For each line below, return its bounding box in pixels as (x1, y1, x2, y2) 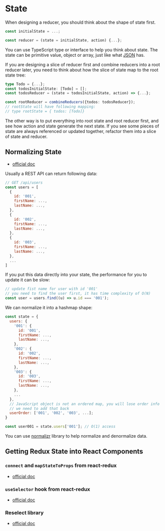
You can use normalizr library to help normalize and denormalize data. (5, 433, 148, 439)
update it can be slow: (5, 277, 50, 283)
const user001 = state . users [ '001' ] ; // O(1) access (5, 424, 116, 429)
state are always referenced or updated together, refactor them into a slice (5, 128, 157, 134)
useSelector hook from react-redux (5, 486, 90, 492)
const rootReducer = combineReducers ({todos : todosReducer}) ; (5, 100, 135, 105)
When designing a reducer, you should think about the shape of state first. (5, 19, 156, 25)
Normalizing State (5, 148, 62, 156)
